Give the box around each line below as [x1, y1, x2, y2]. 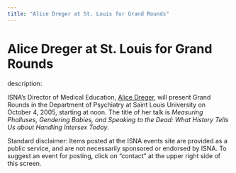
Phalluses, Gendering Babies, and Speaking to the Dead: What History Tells [7, 115, 229, 124]
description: [7, 79, 43, 88]
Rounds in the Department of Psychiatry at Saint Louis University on [7, 100, 206, 109]
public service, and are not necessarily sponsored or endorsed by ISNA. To [7, 144, 227, 153]
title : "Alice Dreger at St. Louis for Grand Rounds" [7, 10, 170, 18]
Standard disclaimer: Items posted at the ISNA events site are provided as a [7, 136, 228, 145]
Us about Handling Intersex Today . [7, 123, 110, 131]
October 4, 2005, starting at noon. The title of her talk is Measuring [7, 107, 203, 117]
